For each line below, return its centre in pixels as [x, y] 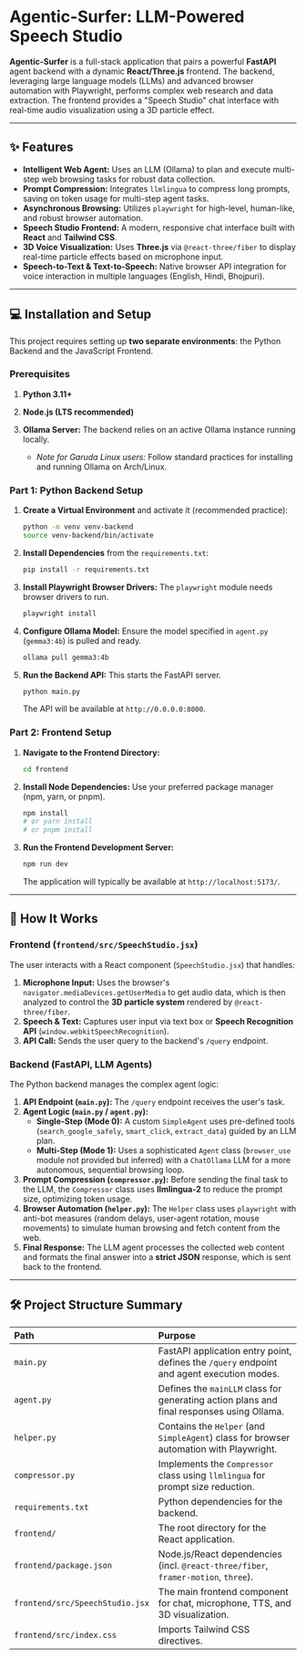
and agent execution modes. [219, 1373]
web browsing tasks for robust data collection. [128, 179]
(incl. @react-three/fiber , [213, 1565]
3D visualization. [194, 1614]
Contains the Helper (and [212, 1426]
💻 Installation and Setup [81, 315]
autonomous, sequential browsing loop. [110, 1170]
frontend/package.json [63, 1565]
